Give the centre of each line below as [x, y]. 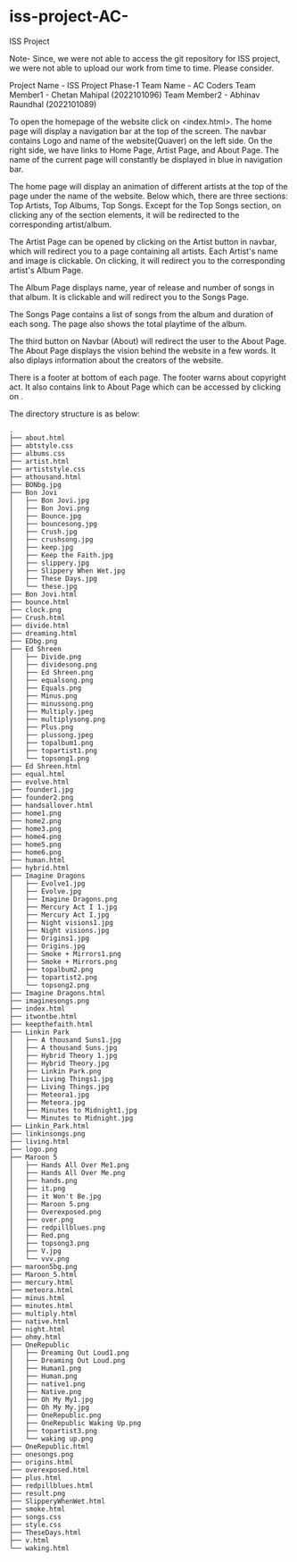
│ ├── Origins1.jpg [49, 938]
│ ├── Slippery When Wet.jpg [67, 571]
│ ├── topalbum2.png [51, 970]
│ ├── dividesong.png [54, 664]
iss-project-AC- [69, 17]
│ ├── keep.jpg [41, 547]
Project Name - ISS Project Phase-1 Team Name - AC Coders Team [132, 85]
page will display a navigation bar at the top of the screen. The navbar [138, 130]
